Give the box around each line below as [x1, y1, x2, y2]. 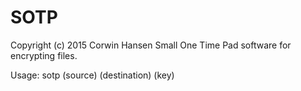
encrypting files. [10, 49, 78, 61]
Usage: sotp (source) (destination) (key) [10, 69, 175, 81]
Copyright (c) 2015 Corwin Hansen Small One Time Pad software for [10, 39, 292, 51]
